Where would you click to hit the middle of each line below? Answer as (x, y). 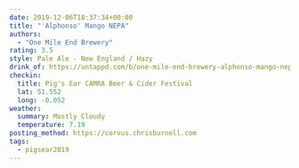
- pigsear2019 (43, 149)
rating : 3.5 (31, 51)
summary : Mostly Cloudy (61, 116)
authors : (25, 34)
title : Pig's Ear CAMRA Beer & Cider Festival (105, 84)
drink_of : (28, 68)
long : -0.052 (41, 100)
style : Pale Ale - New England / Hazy (81, 59)
